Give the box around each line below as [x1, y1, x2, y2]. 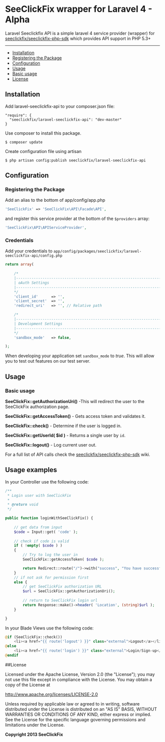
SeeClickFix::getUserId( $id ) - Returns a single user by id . [5, 433, 126, 439]
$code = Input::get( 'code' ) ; [14, 529, 78, 534]
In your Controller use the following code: [5, 479, 89, 484]
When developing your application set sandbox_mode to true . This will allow [5, 353, 155, 359]
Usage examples [5, 466, 57, 474]
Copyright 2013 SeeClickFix [5, 731, 63, 737]
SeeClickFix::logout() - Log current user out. [5, 442, 97, 448]
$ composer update [5, 140, 43, 145]
